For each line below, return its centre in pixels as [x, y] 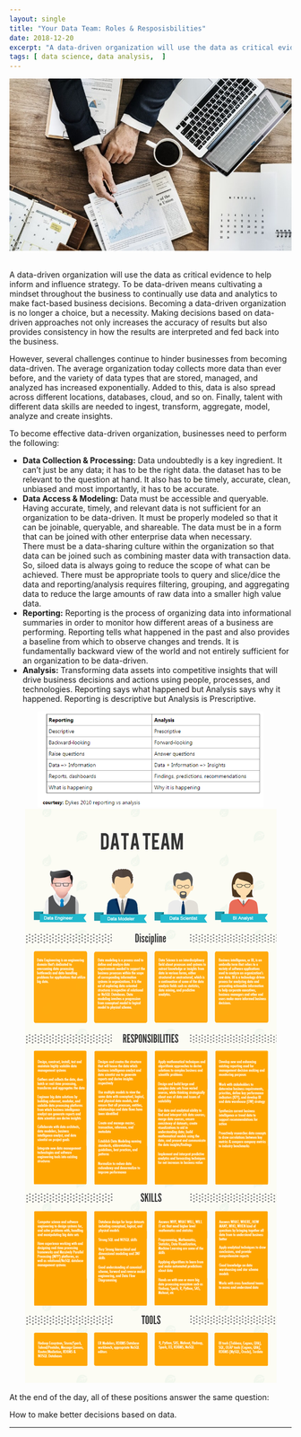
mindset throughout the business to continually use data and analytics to [143, 294]
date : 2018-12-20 [42, 38]
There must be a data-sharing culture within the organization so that [148, 546]
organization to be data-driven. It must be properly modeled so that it [150, 517]
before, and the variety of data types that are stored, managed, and [133, 378]
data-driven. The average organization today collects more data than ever [146, 368]
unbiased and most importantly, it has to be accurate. [120, 488]
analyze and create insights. [61, 416]
